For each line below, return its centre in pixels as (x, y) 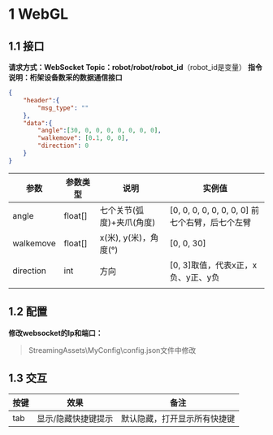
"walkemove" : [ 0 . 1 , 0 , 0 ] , (83, 138)
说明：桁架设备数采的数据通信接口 (65, 77)
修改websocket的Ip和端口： (56, 333)
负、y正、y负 (195, 277)
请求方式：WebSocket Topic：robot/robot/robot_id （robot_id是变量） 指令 (135, 67)
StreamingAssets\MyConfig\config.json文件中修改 (112, 350)
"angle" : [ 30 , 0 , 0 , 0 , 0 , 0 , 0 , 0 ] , (100, 131)
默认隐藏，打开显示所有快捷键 (178, 419)
